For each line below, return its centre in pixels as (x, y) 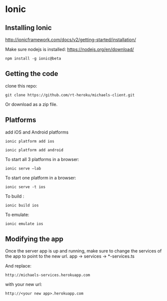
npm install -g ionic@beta (33, 58)
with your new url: (24, 284)
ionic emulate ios (24, 223)
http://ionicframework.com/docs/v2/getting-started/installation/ (71, 39)
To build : (15, 196)
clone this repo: (21, 85)
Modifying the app (34, 239)
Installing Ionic (28, 28)
